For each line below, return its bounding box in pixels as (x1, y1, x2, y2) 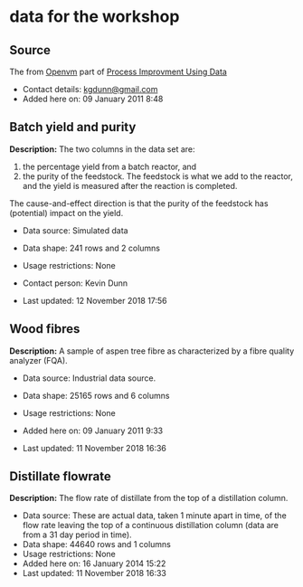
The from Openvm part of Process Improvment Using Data (9, 66, 228, 77)
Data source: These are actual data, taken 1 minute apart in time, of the (22, 510, 287, 521)
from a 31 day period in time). (22, 529, 133, 540)
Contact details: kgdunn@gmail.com (22, 84, 158, 94)
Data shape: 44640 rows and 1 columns (22, 539, 172, 550)
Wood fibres (9, 321, 80, 336)
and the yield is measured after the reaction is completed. (22, 180, 238, 191)
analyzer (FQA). (9, 355, 68, 365)
